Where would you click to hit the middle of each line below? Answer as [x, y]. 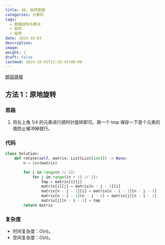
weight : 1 [16, 52]
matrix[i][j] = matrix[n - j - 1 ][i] [81, 186]
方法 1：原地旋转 [31, 94]
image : [12, 48]
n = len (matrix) [40, 163]
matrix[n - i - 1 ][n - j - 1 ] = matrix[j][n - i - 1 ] [99, 196]
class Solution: [22, 154]
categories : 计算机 [24, 15]
